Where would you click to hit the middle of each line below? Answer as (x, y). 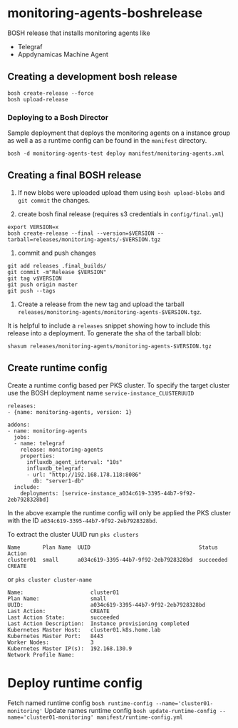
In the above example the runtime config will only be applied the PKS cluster (119, 512)
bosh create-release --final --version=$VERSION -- (86, 233)
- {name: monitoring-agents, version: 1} (70, 412)
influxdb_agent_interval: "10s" (74, 462)
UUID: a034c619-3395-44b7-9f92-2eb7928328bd (106, 605)
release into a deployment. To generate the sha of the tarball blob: (104, 333)
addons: (19, 425)
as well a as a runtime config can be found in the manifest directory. (107, 141)
